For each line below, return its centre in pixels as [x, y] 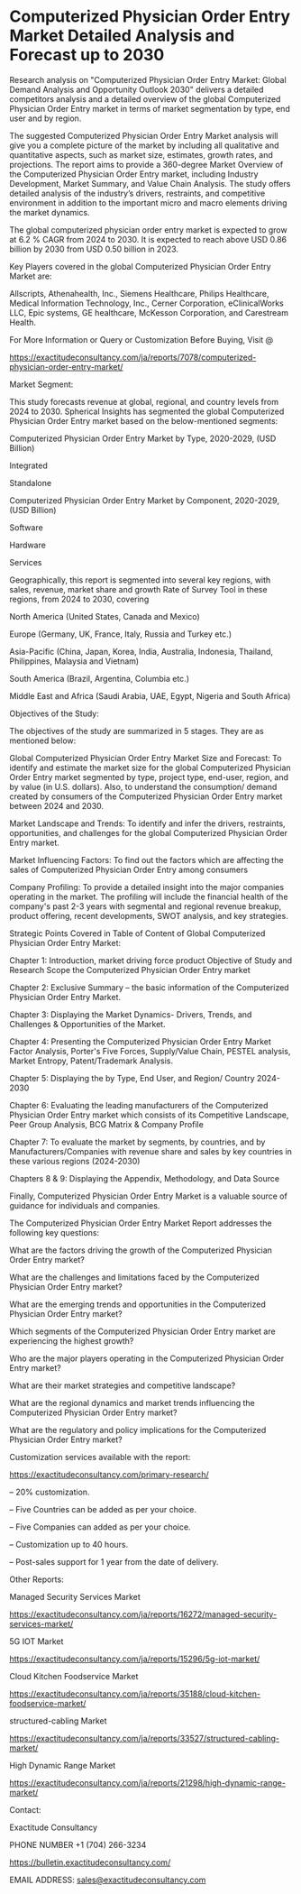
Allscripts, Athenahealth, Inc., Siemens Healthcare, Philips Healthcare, [139, 293]
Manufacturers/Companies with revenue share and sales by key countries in [151, 1151]
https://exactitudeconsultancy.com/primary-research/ [109, 1474]
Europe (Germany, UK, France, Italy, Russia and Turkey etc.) [121, 634]
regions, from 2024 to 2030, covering [79, 599]
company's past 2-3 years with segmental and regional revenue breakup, [146, 906]
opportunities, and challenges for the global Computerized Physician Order [149, 832]
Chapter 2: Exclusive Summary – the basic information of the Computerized [150, 987]
